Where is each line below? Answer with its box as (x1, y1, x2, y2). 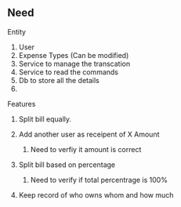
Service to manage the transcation (18, 59, 131, 68)
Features (7, 99, 36, 108)
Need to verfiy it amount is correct (30, 144, 142, 154)
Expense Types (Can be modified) (18, 50, 129, 60)
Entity (7, 27, 27, 36)
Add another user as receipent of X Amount (18, 129, 160, 139)
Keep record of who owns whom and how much (18, 190, 174, 199)
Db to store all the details (18, 75, 100, 85)
